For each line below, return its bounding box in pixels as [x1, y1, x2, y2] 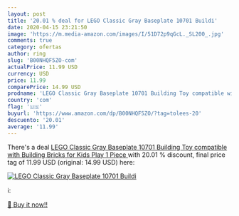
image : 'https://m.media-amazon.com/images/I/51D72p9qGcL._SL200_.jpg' [7, 30, 224, 38]
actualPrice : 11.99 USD [7, 63, 78, 71]
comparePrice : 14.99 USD [7, 83, 81, 91]
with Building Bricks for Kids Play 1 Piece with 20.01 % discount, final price [7, 150, 225, 159]
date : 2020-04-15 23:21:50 [7, 24, 87, 31]
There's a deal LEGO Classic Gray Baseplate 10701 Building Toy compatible [7, 143, 228, 151]
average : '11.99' [7, 123, 59, 130]
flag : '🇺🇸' [7, 103, 43, 110]
